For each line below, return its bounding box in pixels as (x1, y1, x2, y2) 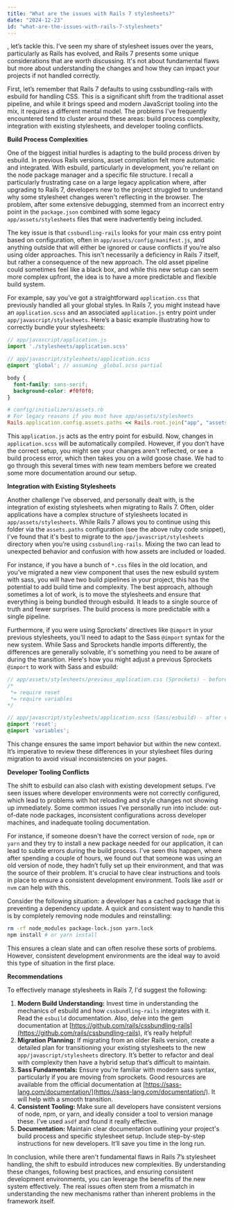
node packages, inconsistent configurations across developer (30, 811, 207, 819)
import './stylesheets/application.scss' (7, 343, 129, 350)
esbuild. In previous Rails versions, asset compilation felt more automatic (7, 156, 215, 164)
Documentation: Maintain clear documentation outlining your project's (17, 1124, 220, 1133)
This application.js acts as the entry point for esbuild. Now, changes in (7, 432, 214, 440)
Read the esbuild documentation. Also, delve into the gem (17, 1014, 184, 1022)
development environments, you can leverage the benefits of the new (7, 1174, 206, 1183)
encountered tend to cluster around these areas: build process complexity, (7, 115, 221, 123)
